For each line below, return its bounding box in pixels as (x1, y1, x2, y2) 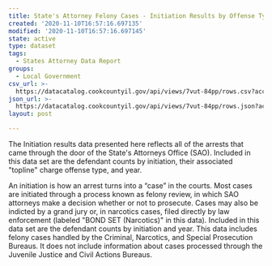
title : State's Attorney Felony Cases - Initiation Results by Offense (8, 11, 255, 20)
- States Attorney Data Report (15, 58, 121, 66)
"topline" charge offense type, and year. (8, 165, 142, 174)
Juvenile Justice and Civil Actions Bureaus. (8, 250, 152, 260)
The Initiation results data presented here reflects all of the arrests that (8, 139, 244, 148)
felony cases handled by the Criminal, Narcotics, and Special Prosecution (8, 233, 253, 242)
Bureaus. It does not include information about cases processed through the (8, 241, 263, 251)
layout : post (8, 110, 53, 118)
